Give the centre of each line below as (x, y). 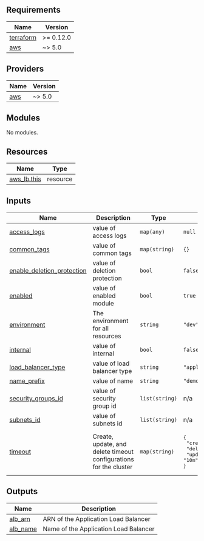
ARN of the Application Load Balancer (97, 518)
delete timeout (113, 452)
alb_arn (20, 518)
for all (101, 329)
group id (104, 406)
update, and (110, 444)
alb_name (23, 529)
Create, (103, 436)
